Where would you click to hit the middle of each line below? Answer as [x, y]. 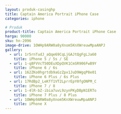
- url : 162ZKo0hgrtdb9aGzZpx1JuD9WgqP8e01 [53, 73]
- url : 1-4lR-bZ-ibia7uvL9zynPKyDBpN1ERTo [53, 90]
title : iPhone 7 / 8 [35, 86]
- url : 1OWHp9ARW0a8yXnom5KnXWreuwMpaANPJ [53, 99]
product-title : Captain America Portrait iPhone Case [61, 32]
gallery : [14, 50]
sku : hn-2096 [18, 41]
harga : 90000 [18, 36]
